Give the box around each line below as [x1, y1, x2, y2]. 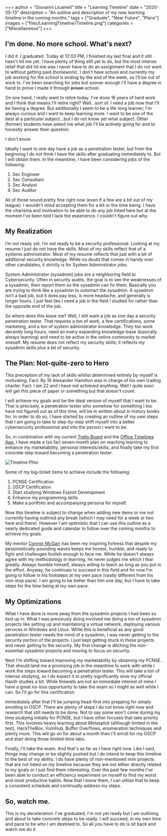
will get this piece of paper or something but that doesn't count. [5, 388, 136, 394]
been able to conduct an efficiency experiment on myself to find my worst [5, 772, 157, 778]
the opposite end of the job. [5, 303, 62, 309]
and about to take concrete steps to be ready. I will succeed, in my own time [5, 816, 162, 822]
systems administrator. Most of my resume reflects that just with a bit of [5, 251, 153, 257]
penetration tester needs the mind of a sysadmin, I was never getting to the [5, 632, 159, 638]
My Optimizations [5, 597, 62, 606]
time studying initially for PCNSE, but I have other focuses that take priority [5, 715, 159, 721]
